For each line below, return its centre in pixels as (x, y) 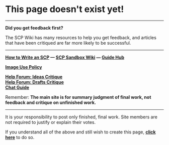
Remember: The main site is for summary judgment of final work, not (78, 97)
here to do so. (20, 137)
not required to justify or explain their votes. (51, 122)
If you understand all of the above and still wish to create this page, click (80, 132)
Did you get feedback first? (34, 28)
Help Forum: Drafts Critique (34, 82)
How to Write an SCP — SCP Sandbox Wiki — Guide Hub (65, 57)
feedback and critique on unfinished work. (51, 102)
